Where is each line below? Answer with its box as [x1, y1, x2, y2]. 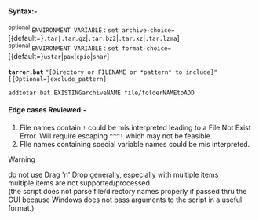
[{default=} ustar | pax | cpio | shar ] [8, 51, 110, 60]
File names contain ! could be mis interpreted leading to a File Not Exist [19, 123, 251, 132]
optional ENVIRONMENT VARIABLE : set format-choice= [8, 42, 171, 53]
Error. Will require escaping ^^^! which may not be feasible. [19, 130, 213, 141]
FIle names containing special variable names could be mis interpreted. [19, 139, 250, 148]
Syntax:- [8, 6, 38, 16]
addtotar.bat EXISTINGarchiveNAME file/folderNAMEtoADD [8, 89, 195, 97]
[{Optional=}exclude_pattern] [8, 75, 108, 82]
